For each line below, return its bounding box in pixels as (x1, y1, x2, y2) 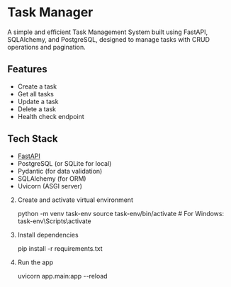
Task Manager (7, 4, 94, 21)
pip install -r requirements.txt (17, 244, 103, 252)
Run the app (17, 258, 54, 266)
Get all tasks (17, 89, 55, 98)
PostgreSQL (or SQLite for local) (17, 159, 112, 167)
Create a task (17, 82, 57, 91)
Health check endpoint (17, 112, 85, 120)
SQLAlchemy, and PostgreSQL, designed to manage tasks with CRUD (7, 35, 210, 43)
